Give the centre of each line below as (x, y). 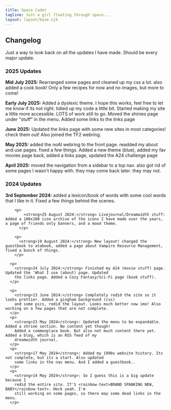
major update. (20, 58)
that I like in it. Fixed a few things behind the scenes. (60, 200)
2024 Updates (23, 184)
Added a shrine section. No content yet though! (58, 326)
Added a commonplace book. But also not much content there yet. (86, 331)
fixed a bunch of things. (33, 250)
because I (16, 380)
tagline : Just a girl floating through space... (58, 15)
